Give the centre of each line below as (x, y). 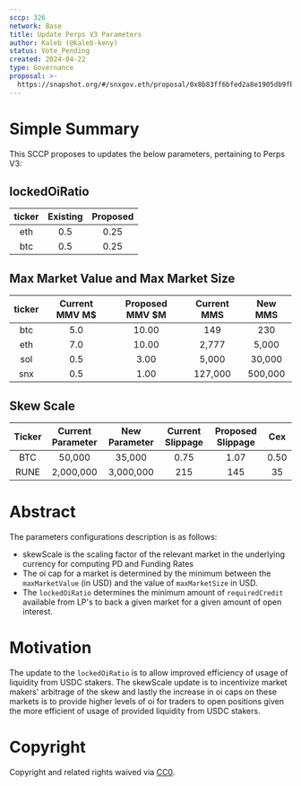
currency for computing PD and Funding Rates (108, 563)
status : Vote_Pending (50, 51)
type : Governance (42, 68)
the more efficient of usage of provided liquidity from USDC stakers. (135, 711)
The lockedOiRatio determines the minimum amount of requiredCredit (153, 592)
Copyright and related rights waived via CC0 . (92, 772)
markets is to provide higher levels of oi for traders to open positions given (147, 701)
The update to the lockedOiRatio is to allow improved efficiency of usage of (149, 672)
